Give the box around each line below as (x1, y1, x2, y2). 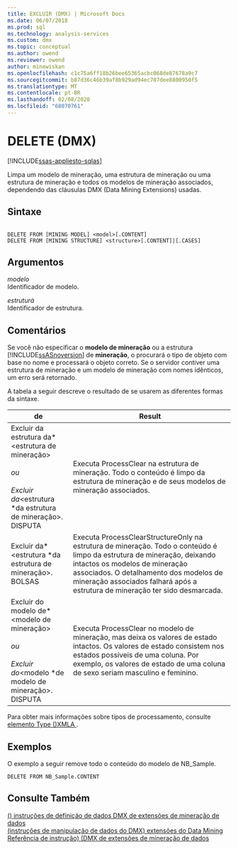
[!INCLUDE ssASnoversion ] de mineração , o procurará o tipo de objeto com (7, 351, 227, 359)
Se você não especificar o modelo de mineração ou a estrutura (7, 343, 193, 352)
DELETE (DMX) (7, 133, 97, 150)
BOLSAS (11, 577, 40, 587)
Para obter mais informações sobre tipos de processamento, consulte (7, 713, 211, 721)
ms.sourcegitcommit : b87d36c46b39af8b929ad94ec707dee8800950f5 (7, 76, 198, 84)
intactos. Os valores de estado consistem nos (73, 641, 225, 651)
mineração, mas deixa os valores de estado (73, 632, 217, 642)
